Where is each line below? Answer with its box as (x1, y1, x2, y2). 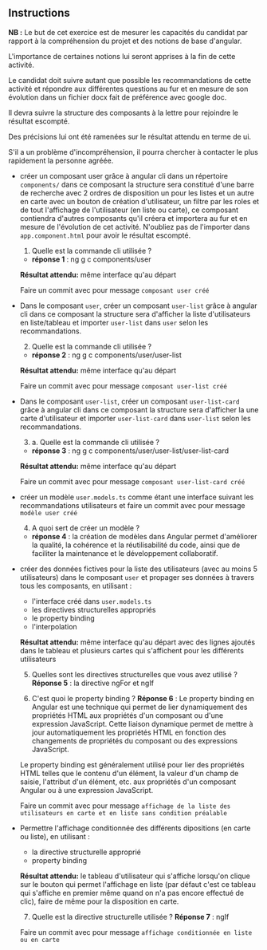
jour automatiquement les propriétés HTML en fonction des (31, 727, 226, 737)
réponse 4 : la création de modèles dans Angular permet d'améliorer (31, 531, 257, 541)
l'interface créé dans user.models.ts (31, 596, 152, 605)
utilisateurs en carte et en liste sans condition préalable (19, 809, 228, 817)
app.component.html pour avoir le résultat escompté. (19, 231, 191, 240)
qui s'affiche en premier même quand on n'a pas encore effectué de (19, 888, 245, 897)
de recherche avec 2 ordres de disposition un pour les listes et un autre (19, 187, 255, 198)
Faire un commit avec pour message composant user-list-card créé (19, 476, 245, 486)
